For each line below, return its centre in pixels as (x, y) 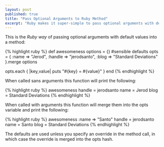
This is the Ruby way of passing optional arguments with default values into (81, 37)
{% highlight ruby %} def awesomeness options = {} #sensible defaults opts (82, 52)
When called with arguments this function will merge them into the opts (77, 105)
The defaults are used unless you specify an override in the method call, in (80, 134)
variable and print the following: (37, 110)
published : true (21, 14)
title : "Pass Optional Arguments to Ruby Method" (57, 18)
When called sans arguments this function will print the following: (71, 81)
